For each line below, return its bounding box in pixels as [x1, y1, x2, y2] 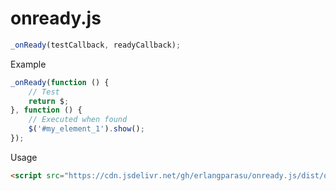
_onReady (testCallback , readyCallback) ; [10, 40, 182, 50]
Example [10, 58, 47, 70]
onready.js [10, 7, 102, 30]
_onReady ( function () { [10, 77, 110, 87]
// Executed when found [28, 115, 128, 125]
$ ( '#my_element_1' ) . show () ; [28, 124, 145, 134]
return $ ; [28, 96, 70, 106]
